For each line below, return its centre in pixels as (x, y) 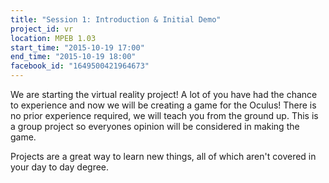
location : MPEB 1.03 (53, 38)
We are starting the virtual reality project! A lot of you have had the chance (164, 94)
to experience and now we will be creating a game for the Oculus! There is (163, 105)
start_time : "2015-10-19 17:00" (77, 47)
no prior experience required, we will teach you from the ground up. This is (164, 115)
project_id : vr (42, 29)
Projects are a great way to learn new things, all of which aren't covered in (163, 156)
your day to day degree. (60, 167)
